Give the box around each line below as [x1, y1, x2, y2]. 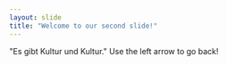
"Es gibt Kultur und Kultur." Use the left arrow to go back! [9, 45, 219, 56]
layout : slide [9, 12, 63, 22]
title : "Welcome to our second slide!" [9, 21, 158, 30]
